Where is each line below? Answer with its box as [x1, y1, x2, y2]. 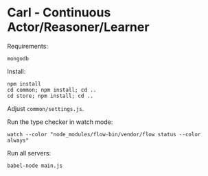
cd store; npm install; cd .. [7, 92, 94, 99]
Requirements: [7, 42, 48, 50]
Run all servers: [7, 149, 51, 157]
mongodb [7, 55, 30, 62]
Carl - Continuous [7, 5, 111, 21]
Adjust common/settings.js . [7, 104, 84, 112]
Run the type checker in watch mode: [7, 118, 113, 126]
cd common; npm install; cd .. [7, 86, 97, 93]
